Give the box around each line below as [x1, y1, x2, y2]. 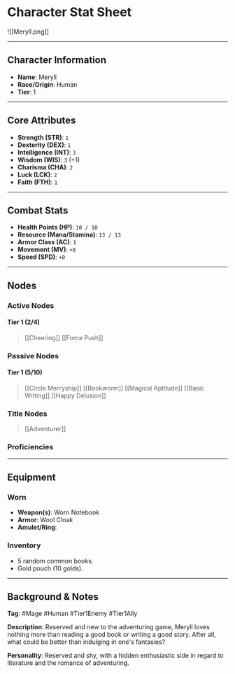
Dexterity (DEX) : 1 [17, 141, 71, 149]
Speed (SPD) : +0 [17, 253, 65, 261]
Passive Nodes [7, 351, 59, 360]
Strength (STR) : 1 [17, 133, 69, 141]
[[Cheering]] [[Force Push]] [24, 333, 104, 342]
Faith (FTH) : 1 [17, 178, 58, 186]
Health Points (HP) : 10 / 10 [17, 223, 98, 232]
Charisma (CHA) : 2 [17, 162, 73, 171]
